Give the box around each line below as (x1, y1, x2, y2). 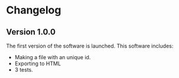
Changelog (6, 4, 61, 17)
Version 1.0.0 (6, 27, 56, 37)
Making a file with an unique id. (14, 54, 91, 60)
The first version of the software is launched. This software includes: (6, 42, 174, 49)
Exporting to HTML (14, 60, 61, 67)
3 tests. (14, 66, 34, 73)
